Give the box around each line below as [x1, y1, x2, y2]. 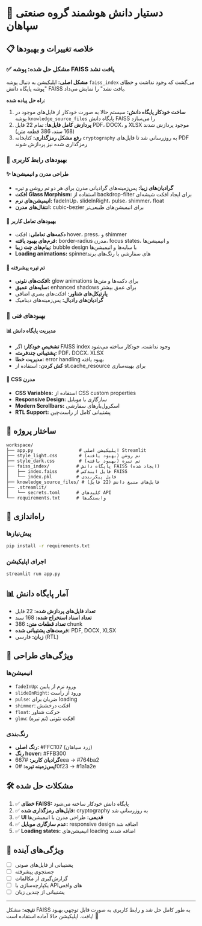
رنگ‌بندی [6, 730, 28, 738]
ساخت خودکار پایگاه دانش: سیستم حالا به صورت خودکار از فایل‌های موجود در [14, 108, 186, 115]
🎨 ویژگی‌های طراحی [6, 651, 73, 661]
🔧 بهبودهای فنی [6, 312, 46, 320]
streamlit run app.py [6, 571, 61, 577]
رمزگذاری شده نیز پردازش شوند [14, 140, 88, 147]
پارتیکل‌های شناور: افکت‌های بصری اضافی [14, 290, 108, 297]
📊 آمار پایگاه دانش [6, 588, 69, 599]
